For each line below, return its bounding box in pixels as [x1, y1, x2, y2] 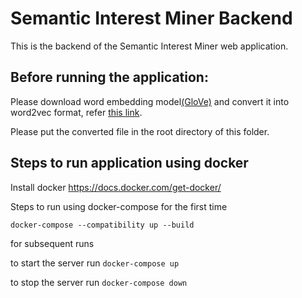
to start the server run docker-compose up [10, 257, 180, 269]
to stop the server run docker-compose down [10, 276, 188, 288]
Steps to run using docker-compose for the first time [10, 200, 228, 212]
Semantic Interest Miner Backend [10, 7, 293, 30]
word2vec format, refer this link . [10, 106, 143, 118]
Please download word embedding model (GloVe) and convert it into [10, 95, 290, 107]
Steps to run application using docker [10, 155, 249, 172]
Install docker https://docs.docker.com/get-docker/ [10, 181, 222, 193]
